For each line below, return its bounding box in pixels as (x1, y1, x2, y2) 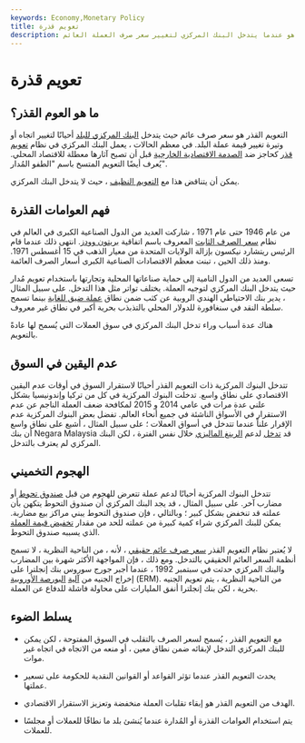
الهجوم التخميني (10, 464, 90, 480)
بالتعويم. (10, 329, 38, 341)
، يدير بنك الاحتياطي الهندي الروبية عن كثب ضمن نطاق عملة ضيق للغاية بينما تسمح (10, 292, 286, 303)
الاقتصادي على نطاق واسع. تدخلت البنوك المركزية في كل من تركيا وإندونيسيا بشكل (10, 390, 289, 400)
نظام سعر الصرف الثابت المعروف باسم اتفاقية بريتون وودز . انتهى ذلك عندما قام (10, 236, 277, 247)
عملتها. (23, 679, 47, 690)
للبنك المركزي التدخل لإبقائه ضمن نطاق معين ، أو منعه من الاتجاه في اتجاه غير (23, 642, 285, 654)
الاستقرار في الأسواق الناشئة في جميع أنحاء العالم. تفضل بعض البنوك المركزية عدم (10, 409, 287, 419)
